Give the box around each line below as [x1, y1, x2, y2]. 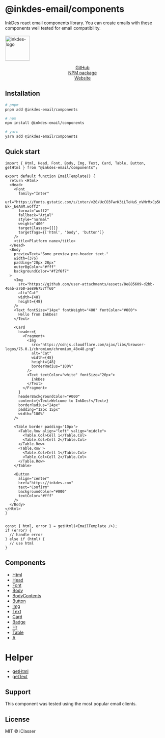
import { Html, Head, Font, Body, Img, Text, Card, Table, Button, [5, 160, 146, 166]
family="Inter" [18, 191, 50, 196]
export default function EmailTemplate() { [5, 174, 96, 179]
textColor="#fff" [18, 493, 54, 498]
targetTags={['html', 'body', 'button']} [18, 230, 105, 235]
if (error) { [5, 528, 32, 533]
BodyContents [12, 592, 42, 598]
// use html [9, 541, 34, 546]
